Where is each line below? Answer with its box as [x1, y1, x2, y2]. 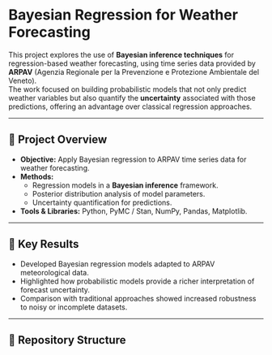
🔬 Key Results [8, 237, 79, 251]
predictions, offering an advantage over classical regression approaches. [8, 102, 253, 111]
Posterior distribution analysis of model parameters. [32, 188, 206, 198]
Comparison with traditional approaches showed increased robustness [19, 293, 257, 303]
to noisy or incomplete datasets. [19, 302, 128, 312]
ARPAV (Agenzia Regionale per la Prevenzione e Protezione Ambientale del [8, 67, 260, 76]
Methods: [19, 171, 54, 181]
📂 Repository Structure [8, 333, 126, 347]
